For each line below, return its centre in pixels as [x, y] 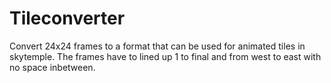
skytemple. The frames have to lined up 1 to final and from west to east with [165, 56]
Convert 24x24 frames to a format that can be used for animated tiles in [157, 46]
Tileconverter [67, 18]
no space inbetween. [52, 67]
